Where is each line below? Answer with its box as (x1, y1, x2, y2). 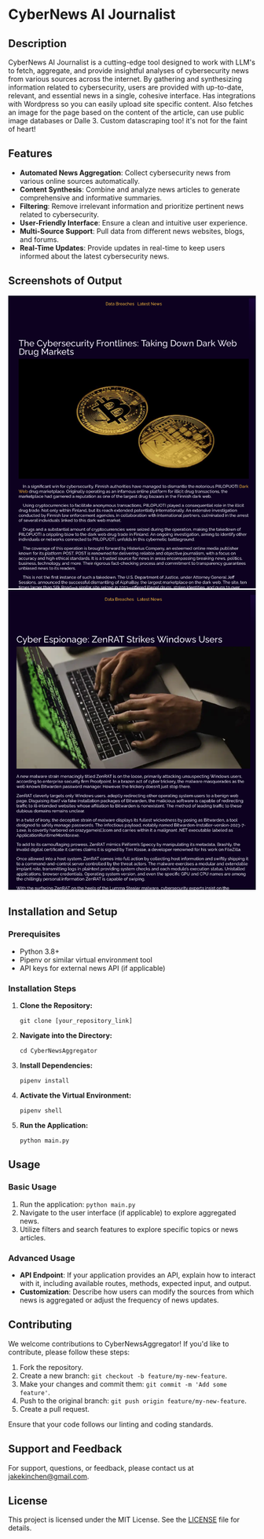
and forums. (19, 234, 59, 244)
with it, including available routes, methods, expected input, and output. (19, 1278, 251, 1288)
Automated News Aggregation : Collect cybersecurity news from (19, 167, 231, 178)
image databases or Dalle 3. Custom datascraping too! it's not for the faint (8, 116, 247, 125)
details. (8, 1523, 32, 1533)
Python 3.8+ (19, 947, 60, 956)
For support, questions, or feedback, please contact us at (8, 1463, 194, 1472)
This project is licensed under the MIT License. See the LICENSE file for (8, 1515, 240, 1525)
